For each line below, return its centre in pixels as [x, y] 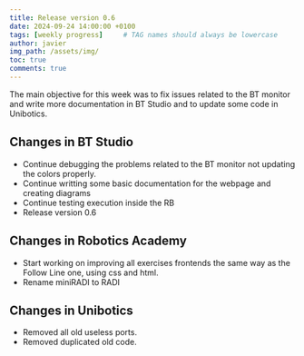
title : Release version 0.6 [63, 18]
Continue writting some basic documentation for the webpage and [147, 183]
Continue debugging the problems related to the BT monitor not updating [159, 163]
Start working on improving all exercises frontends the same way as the [156, 262]
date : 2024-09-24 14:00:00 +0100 [73, 26]
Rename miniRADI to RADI [71, 282]
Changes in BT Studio [72, 142]
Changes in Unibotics [71, 310]
